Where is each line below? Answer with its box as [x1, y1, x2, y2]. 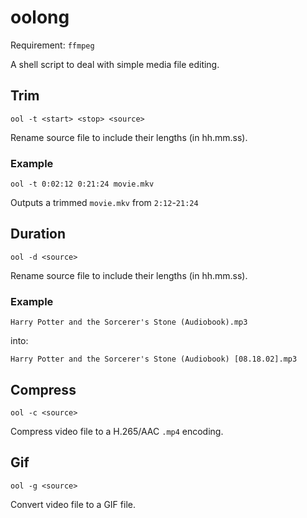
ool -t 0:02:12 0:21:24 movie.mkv [10, 179, 155, 190]
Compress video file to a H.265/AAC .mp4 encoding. [10, 425, 224, 437]
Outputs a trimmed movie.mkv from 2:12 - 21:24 [10, 197, 199, 209]
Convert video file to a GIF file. [10, 498, 136, 510]
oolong [10, 6, 70, 29]
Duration [10, 226, 67, 243]
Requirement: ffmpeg [10, 39, 95, 51]
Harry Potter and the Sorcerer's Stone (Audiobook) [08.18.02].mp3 [10, 354, 298, 365]
